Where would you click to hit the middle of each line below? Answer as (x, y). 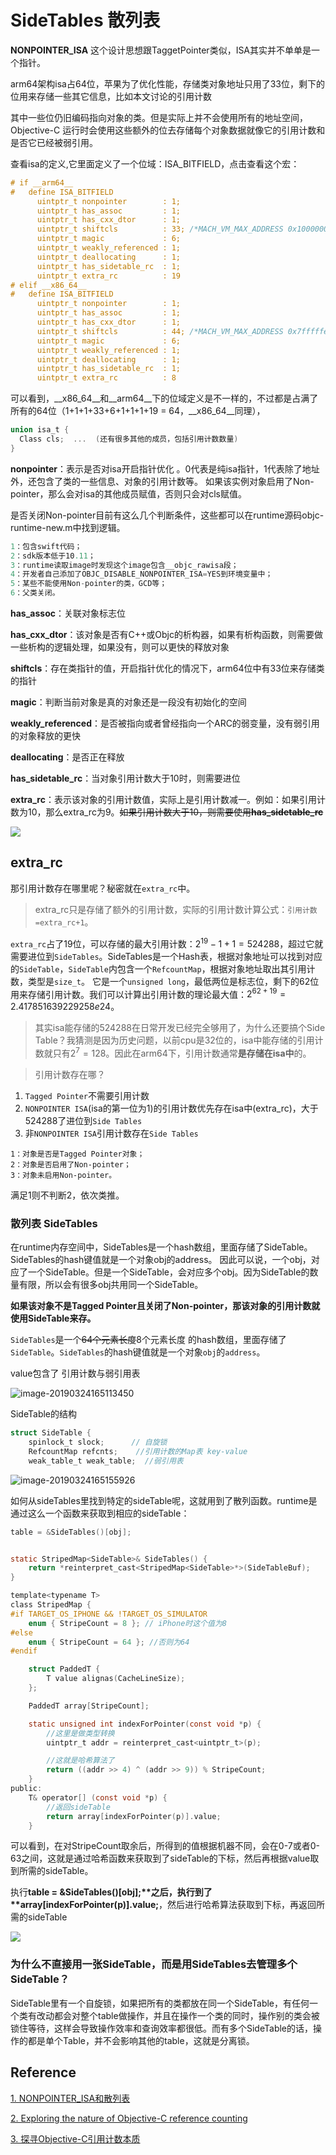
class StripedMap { (51, 1605)
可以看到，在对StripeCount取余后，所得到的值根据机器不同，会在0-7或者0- (165, 1846)
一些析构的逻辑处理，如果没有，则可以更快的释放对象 (120, 647)
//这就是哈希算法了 (80, 1761)
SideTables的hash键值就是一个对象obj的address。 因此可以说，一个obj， (161, 1260)
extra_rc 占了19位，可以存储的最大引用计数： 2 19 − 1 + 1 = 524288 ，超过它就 (167, 943)
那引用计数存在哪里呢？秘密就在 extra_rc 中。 (103, 888)
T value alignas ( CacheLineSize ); (116, 1679)
